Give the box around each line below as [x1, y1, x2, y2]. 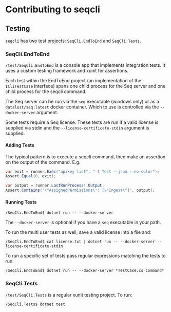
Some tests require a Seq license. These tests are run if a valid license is [5, 119, 159, 125]
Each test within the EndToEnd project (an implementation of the [5, 78, 142, 84]
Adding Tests [5, 142, 34, 148]
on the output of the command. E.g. [5, 159, 81, 165]
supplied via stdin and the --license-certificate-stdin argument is [5, 125, 149, 131]
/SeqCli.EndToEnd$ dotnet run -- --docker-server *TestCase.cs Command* [5, 268, 164, 273]
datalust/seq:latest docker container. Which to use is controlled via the [5, 104, 159, 110]
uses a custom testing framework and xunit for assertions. [5, 68, 129, 74]
